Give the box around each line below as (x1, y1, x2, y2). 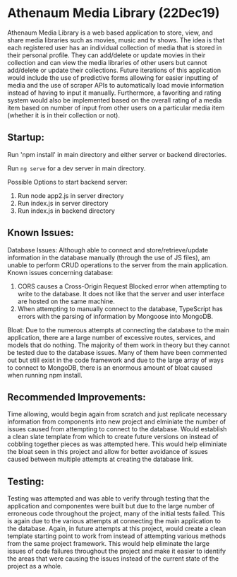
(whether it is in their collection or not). (7, 111, 120, 120)
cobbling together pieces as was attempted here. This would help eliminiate (7, 440, 227, 448)
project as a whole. (7, 562, 63, 571)
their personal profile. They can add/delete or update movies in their (7, 51, 206, 59)
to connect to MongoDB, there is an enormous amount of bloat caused (7, 363, 213, 372)
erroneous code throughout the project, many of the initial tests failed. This (7, 509, 226, 518)
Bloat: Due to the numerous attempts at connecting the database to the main (7, 325, 230, 334)
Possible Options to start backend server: (7, 177, 128, 186)
